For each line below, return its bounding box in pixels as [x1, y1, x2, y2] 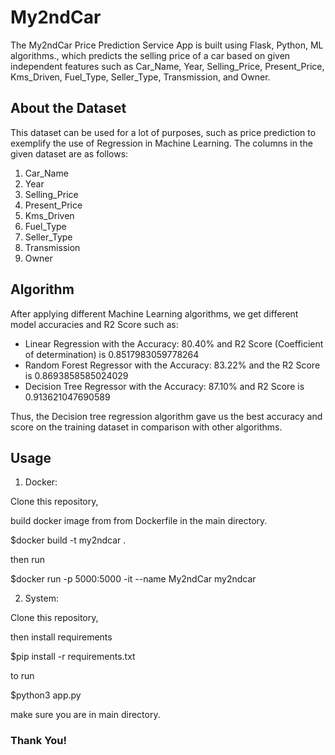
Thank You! [10, 734, 68, 748]
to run [10, 670, 35, 682]
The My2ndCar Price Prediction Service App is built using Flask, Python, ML [10, 39, 324, 51]
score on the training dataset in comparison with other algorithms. [10, 421, 283, 433]
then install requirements [10, 631, 113, 643]
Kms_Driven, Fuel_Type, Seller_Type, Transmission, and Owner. [10, 71, 271, 83]
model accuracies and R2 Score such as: [10, 318, 179, 330]
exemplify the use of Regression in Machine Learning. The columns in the [10, 137, 313, 149]
